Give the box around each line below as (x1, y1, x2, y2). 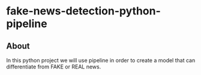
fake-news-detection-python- (6, 4, 161, 18)
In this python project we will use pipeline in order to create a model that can (6, 57, 196, 64)
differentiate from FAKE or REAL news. (6, 63, 101, 70)
